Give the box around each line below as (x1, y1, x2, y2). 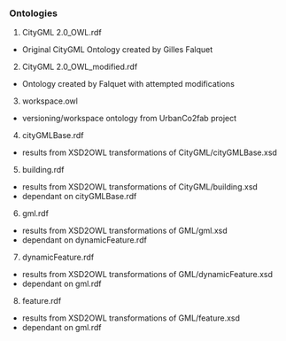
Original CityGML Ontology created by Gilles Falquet (21, 44, 213, 55)
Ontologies (9, 7, 58, 19)
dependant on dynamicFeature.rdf (21, 235, 148, 245)
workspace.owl (21, 96, 78, 106)
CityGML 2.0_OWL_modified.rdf (21, 61, 138, 73)
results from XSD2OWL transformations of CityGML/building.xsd (21, 182, 259, 192)
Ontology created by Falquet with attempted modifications (21, 79, 235, 89)
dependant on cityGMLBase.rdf (21, 191, 137, 202)
